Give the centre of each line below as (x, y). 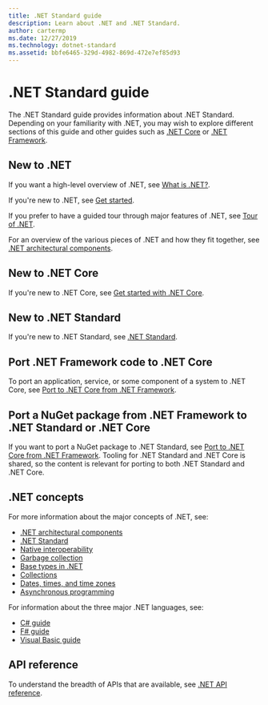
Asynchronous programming (67, 591)
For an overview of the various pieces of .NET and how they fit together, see (134, 239)
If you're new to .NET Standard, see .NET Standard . (93, 337)
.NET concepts (46, 497)
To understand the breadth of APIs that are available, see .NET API (118, 684)
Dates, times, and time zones (68, 583)
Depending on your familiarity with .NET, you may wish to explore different (131, 123)
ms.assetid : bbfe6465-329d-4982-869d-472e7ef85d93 (94, 53)
